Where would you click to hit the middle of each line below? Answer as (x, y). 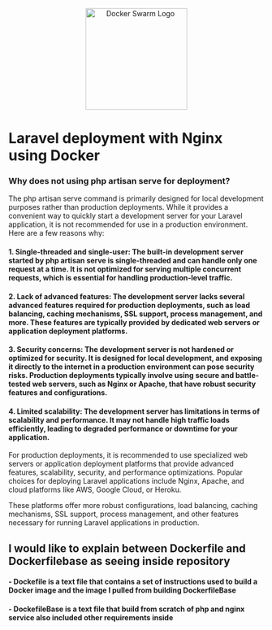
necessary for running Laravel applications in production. (104, 523)
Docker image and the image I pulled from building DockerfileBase (123, 590)
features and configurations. (58, 393)
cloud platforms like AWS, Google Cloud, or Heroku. (95, 490)
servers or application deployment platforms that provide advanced (121, 464)
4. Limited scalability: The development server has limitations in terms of (134, 411)
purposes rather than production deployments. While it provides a (119, 207)
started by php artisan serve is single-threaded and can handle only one (133, 261)
